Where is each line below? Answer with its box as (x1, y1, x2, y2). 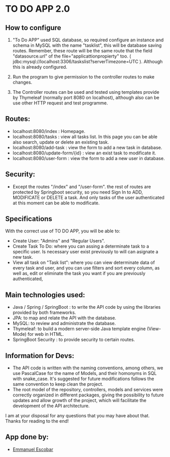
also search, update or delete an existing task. (12, 139, 109, 145)
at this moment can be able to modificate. (12, 200, 100, 206)
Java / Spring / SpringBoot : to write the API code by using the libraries (12, 304, 161, 310)
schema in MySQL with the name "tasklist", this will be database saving (12, 42, 162, 48)
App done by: (5, 433, 49, 441)
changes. (12, 79, 32, 85)
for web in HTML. (27, 331, 64, 337)
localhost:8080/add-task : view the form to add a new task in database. (12, 144, 162, 150)
